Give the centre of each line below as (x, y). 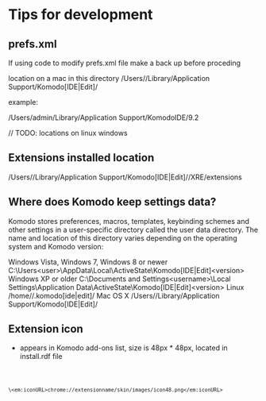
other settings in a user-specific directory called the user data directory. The (133, 229)
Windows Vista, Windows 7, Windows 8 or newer (88, 262)
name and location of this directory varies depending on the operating (123, 238)
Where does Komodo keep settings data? (112, 202)
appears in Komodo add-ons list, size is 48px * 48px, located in (123, 348)
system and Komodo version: (56, 246)
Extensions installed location (81, 158)
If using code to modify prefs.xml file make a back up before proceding (124, 63)
